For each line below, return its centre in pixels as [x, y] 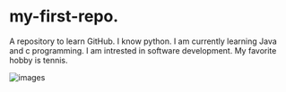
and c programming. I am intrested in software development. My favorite [143, 50]
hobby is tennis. [39, 60]
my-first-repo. [64, 17]
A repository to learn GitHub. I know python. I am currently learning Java [143, 41]
